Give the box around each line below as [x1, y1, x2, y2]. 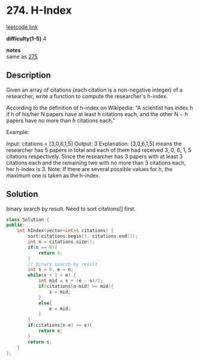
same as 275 [6, 53, 38, 60]
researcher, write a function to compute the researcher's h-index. [6, 92, 168, 99]
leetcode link [6, 23, 38, 31]
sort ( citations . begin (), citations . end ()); [28, 233, 138, 239]
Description [6, 70, 51, 81]
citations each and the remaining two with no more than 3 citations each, [6, 159, 186, 166]
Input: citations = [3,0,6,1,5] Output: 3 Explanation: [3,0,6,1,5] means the [6, 140, 182, 147]
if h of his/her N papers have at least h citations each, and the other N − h [6, 110, 188, 117]
